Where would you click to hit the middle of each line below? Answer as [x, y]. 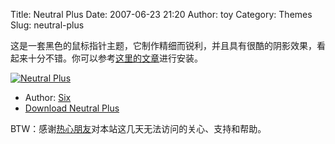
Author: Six [48, 97]
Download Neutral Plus [72, 108]
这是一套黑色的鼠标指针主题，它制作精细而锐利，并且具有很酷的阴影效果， [163, 45]
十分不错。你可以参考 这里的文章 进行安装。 [115, 58]
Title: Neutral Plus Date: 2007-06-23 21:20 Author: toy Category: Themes [161, 14]
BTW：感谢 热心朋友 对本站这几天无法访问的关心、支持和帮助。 [138, 128]
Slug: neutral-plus [47, 25]
